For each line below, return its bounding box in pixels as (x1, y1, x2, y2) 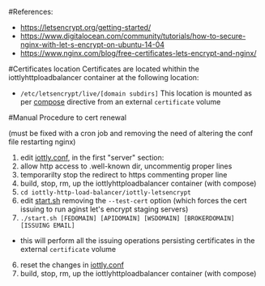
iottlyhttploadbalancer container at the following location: (8, 73, 199, 82)
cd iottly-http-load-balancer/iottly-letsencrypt (19, 189, 192, 197)
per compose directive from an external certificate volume (19, 97, 221, 106)
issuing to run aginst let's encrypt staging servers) (19, 204, 189, 214)
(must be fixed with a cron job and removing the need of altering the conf (8, 129, 254, 138)
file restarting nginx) (8, 137, 76, 147)
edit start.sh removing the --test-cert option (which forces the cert (19, 196, 247, 205)
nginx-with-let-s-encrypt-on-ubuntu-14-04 (19, 40, 165, 49)
